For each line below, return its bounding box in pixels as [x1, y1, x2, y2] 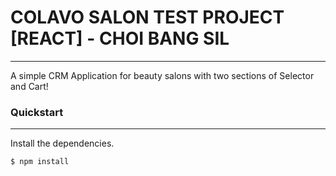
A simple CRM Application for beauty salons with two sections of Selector [10, 69, 315, 81]
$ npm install [10, 157, 70, 167]
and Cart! [10, 80, 49, 92]
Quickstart [10, 105, 64, 119]
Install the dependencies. [10, 137, 115, 150]
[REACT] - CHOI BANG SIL [10, 27, 230, 50]
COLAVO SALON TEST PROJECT [10, 6, 285, 29]
